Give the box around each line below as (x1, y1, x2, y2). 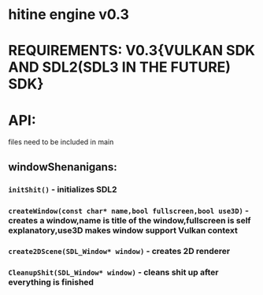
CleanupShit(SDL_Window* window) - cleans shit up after (8, 267, 219, 278)
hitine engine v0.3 (8, 6, 130, 24)
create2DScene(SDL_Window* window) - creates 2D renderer (8, 246, 231, 257)
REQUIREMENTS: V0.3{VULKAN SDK (8, 42, 256, 60)
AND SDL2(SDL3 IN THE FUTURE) (8, 58, 231, 77)
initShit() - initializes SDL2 (8, 184, 117, 195)
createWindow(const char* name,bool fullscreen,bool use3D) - (8, 205, 250, 216)
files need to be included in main (8, 137, 114, 147)
